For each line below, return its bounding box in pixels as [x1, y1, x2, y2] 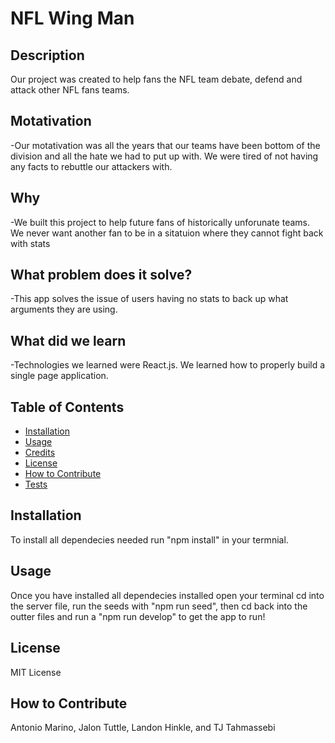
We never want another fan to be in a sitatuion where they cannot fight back [10, 227, 324, 239]
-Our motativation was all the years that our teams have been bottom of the [10, 139, 321, 151]
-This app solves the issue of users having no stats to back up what [10, 293, 289, 305]
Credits [24, 447, 56, 459]
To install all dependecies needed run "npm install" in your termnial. [10, 533, 289, 546]
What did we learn [10, 332, 127, 349]
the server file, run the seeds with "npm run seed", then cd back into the [10, 600, 308, 612]
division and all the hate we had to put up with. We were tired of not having [10, 150, 319, 162]
